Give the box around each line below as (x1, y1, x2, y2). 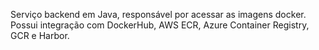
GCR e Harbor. (10, 30, 70, 41)
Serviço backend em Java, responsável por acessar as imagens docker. (10, 9, 307, 20)
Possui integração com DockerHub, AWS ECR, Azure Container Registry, (10, 19, 310, 31)
